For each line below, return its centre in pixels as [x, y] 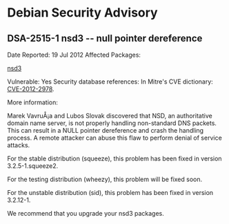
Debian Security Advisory [82, 13]
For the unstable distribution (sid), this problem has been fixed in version [110, 193]
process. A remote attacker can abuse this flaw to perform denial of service [114, 138]
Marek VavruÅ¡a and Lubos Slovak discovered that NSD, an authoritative [110, 116]
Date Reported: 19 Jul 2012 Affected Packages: [74, 55]
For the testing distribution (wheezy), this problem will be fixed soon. [105, 179]
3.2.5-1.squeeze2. [33, 166]
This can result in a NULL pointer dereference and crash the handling [106, 130]
